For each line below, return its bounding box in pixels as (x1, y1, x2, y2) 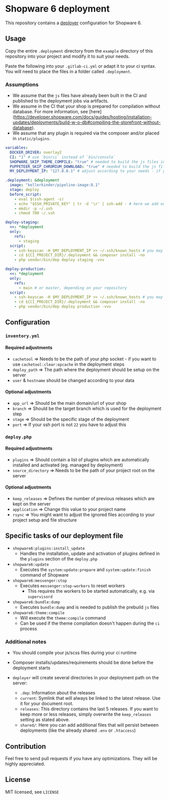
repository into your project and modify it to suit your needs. (5, 53, 130, 59)
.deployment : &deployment (5, 178, 59, 183)
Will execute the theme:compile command (20, 615, 106, 621)
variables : (5, 145, 28, 151)
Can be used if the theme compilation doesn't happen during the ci (20, 620, 160, 626)
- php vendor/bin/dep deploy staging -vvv (14, 257, 105, 263)
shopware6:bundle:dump (12, 599, 60, 604)
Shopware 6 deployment (5, 3, 110, 15)
